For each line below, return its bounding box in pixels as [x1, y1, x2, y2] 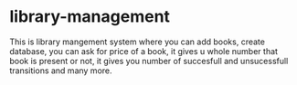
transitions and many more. [9, 65, 112, 76]
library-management [9, 6, 171, 27]
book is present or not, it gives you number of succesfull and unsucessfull [9, 55, 289, 66]
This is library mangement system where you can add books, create [9, 36, 265, 47]
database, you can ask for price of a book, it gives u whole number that [9, 45, 279, 56]
